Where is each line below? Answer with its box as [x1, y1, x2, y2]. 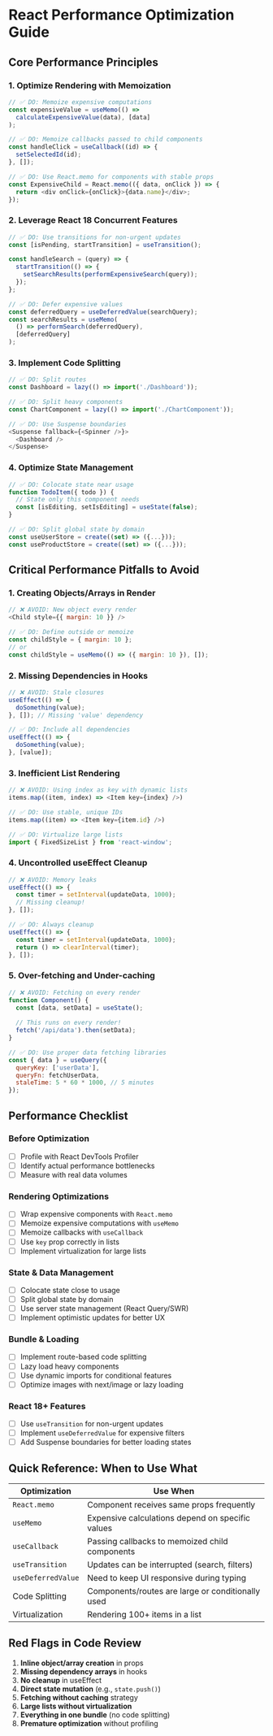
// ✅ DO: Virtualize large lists [8, 831, 123, 839]
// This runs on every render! [15, 1018, 122, 1027]
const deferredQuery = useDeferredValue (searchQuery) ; [8, 307, 198, 316]
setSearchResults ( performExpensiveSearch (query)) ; [23, 271, 198, 279]
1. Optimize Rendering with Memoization [8, 80, 171, 91]
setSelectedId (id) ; [15, 150, 82, 159]
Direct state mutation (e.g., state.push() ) [19, 1684, 161, 1694]
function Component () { [8, 996, 89, 1005]
